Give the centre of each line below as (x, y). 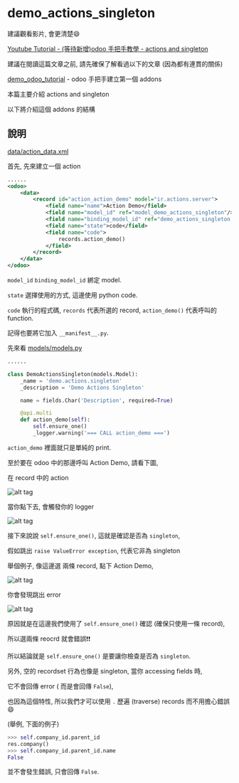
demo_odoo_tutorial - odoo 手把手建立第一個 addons (85, 79)
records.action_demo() (92, 239)
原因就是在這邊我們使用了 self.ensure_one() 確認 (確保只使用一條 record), (116, 623)
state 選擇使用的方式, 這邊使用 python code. (73, 295)
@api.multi (36, 413)
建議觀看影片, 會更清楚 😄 (44, 33)
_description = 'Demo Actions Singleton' (82, 388)
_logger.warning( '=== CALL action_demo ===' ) (102, 433)
